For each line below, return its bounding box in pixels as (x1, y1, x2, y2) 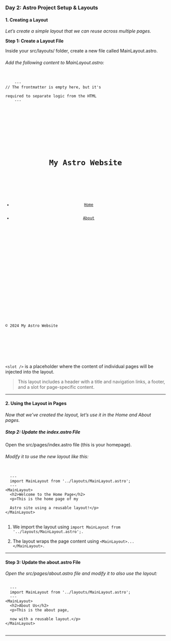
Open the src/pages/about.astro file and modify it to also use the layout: (5, 570, 158, 577)
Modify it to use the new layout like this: (5, 453, 89, 460)
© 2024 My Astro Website (5, 323, 58, 328)
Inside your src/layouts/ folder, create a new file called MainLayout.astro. (5, 48, 158, 54)
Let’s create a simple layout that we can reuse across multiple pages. (5, 28, 152, 34)
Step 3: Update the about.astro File (5, 559, 81, 565)
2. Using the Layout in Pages (5, 400, 67, 407)
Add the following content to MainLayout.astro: (5, 59, 104, 65)
